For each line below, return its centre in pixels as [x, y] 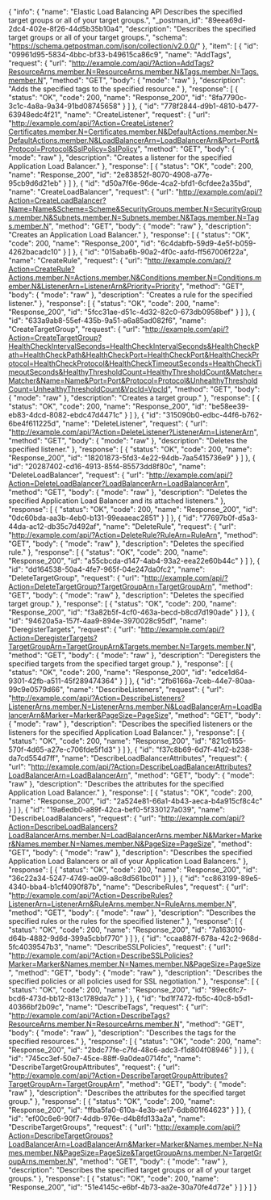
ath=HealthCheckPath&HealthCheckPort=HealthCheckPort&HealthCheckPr [134, 355]
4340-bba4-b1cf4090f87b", [55, 887]
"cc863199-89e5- [231, 878]
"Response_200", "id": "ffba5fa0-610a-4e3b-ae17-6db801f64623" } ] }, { [130, 1110]
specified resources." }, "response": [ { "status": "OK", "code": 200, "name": [135, 1041]
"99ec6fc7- [228, 990]
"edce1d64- [228, 672]
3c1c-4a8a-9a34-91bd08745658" [65, 106]
